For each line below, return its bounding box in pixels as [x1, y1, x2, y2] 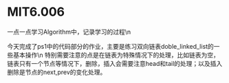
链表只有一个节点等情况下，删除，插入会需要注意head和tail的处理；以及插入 [7, 59, 223, 67]
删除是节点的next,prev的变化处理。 [7, 68, 107, 76]
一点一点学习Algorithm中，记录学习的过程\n [7, 27, 131, 36]
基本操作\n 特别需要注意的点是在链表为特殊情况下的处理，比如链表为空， [12, 51, 220, 59]
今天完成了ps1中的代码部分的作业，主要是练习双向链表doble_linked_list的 [7, 42, 215, 50]
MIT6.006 [7, 4, 65, 20]
